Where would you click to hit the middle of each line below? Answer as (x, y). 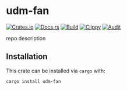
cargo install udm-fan (33, 81)
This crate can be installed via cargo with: (56, 71)
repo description (26, 38)
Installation (27, 57)
